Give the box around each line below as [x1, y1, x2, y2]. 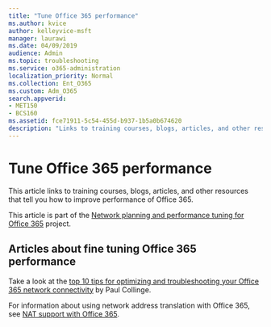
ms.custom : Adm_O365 [8, 86, 78, 95]
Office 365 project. [8, 219, 71, 228]
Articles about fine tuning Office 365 [8, 242, 197, 256]
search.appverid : [8, 94, 67, 103]
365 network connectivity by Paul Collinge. [8, 284, 152, 295]
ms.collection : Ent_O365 [8, 79, 92, 87]
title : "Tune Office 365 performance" [8, 11, 139, 20]
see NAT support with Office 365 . [8, 308, 119, 319]
